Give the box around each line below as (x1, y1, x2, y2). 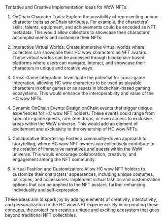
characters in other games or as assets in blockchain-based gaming (12, 85, 151, 91)
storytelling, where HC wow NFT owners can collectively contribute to (12, 141, 155, 147)
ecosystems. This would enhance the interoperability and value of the (12, 91, 154, 96)
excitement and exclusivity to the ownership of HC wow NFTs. (12, 126, 139, 132)
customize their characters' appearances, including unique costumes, (12, 171, 154, 177)
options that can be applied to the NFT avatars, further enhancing (12, 182, 146, 188)
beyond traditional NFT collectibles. (5, 212, 77, 218)
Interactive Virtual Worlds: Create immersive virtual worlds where (12, 44, 145, 50)
